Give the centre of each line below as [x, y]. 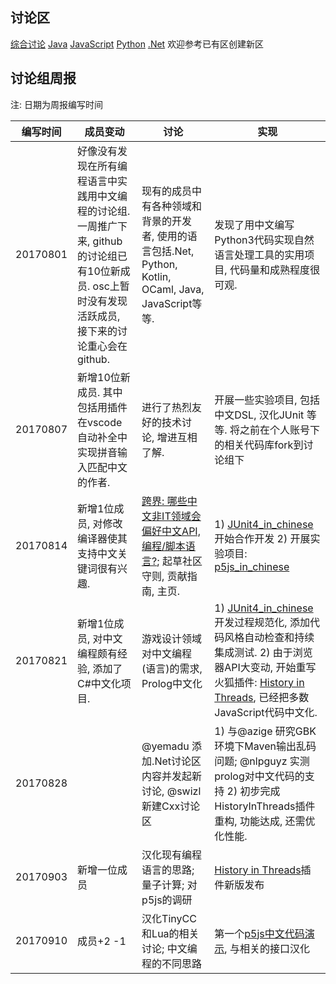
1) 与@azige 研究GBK [265, 731]
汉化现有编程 [172, 855]
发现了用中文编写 [254, 225]
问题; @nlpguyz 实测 [262, 761]
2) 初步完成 [253, 791]
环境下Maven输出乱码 [265, 746]
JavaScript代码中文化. [266, 712]
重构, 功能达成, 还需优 [265, 821]
